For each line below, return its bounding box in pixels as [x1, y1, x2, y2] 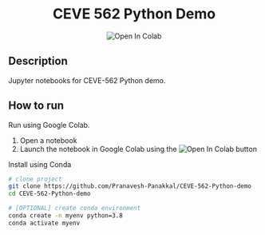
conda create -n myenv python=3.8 [8, 212, 124, 220]
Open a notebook [19, 135, 77, 145]
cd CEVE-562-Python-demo [8, 189, 91, 198]
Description [8, 54, 68, 68]
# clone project [8, 175, 62, 183]
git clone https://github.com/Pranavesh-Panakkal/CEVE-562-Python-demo [8, 182, 251, 190]
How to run [8, 99, 65, 113]
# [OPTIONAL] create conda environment [8, 205, 141, 213]
